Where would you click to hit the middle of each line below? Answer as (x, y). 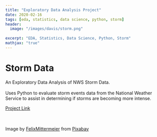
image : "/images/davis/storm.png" (46, 29)
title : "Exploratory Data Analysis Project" (53, 10)
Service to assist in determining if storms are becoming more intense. (78, 98)
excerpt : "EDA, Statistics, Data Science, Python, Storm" (68, 39)
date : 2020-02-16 (24, 15)
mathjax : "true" (22, 43)
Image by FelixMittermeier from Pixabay (47, 129)
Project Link (18, 108)
